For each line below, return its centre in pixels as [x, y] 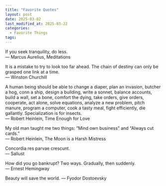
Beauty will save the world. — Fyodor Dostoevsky [56, 178]
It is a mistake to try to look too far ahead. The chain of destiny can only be [82, 66]
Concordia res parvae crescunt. [38, 148]
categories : [17, 28]
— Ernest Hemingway [27, 168]
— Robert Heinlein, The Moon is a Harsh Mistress [55, 139]
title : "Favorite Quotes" [32, 10]
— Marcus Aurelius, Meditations [38, 57]
